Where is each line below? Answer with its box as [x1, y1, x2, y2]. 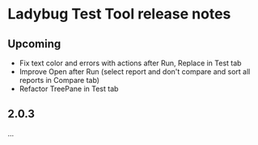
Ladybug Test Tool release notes [7, 5, 231, 23]
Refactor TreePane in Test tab [19, 84, 119, 93]
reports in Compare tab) [19, 76, 100, 85]
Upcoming [7, 37, 61, 51]
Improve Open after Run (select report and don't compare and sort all [19, 67, 251, 77]
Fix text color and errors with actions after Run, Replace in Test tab [19, 58, 242, 68]
